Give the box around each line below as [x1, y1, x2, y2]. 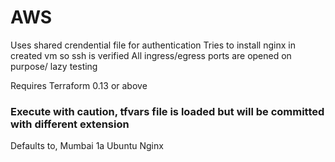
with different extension [10, 117, 130, 131]
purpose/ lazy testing [10, 60, 98, 72]
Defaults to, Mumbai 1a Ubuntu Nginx [10, 140, 164, 152]
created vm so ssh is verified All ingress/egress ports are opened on [10, 49, 292, 61]
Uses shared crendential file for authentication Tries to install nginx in [10, 39, 296, 51]
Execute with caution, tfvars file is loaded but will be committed [10, 104, 325, 118]
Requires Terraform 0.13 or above [10, 79, 148, 91]
